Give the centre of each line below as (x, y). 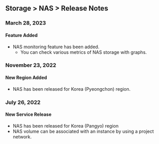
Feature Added (22, 35)
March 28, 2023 (26, 23)
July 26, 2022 (23, 102)
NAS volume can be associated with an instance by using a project (83, 131)
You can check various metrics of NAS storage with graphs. (84, 52)
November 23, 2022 (31, 65)
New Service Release (28, 114)
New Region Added (26, 78)
